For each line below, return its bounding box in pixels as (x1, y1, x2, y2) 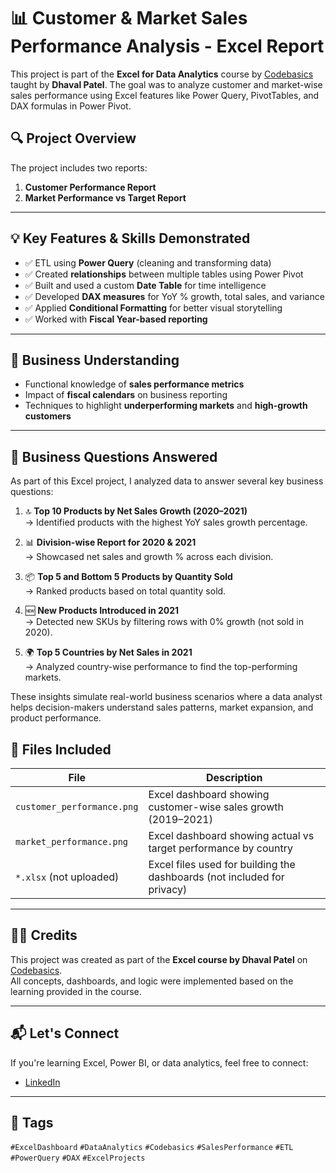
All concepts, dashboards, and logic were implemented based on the (10, 975, 294, 987)
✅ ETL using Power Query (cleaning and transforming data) (24, 256, 272, 269)
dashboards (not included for (148, 870, 285, 884)
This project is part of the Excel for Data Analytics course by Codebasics (10, 68, 314, 80)
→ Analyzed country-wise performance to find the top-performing (24, 661, 298, 673)
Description (205, 771, 263, 784)
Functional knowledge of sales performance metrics (24, 378, 245, 390)
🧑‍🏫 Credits (10, 927, 78, 944)
